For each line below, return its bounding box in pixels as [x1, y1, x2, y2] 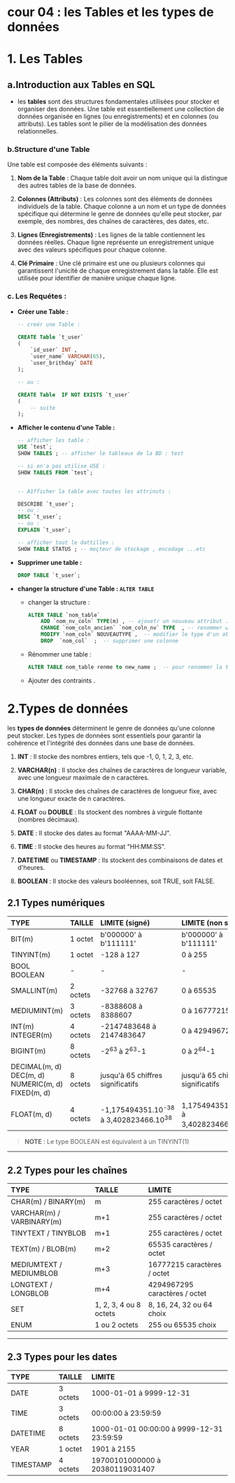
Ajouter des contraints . [27, 676, 96, 685]
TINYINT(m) [10, 950, 51, 959]
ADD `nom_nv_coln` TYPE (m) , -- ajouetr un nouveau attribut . [41, 618, 229, 625]
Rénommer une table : [27, 650, 92, 658]
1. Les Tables [7, 51, 83, 67]
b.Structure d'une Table [7, 145, 90, 155]
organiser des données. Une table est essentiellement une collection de [17, 105, 225, 113]
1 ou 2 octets [94, 1320, 138, 1329]
